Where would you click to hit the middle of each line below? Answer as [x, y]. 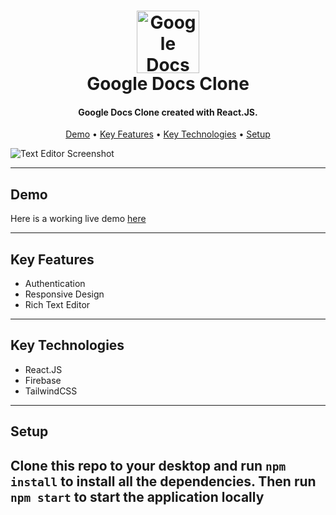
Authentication [55, 284]
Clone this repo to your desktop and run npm [148, 465]
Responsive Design [64, 294]
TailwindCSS [51, 391]
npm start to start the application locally [137, 496]
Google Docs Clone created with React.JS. [168, 112]
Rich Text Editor [57, 305]
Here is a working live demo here [78, 219]
